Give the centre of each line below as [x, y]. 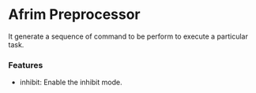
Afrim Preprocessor [74, 15]
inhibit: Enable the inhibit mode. [71, 82]
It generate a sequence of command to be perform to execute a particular [128, 36]
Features [26, 65]
